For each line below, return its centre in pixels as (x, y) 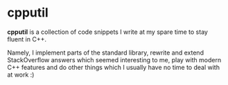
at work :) (21, 75)
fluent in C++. (27, 39)
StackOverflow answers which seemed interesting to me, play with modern (114, 59)
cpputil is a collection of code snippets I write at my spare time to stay (107, 32)
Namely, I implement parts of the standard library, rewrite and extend (106, 53)
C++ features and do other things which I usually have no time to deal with (114, 67)
